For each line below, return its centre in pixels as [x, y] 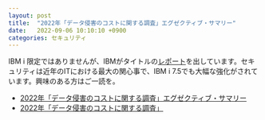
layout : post [30, 15]
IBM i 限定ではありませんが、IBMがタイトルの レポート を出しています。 [125, 61]
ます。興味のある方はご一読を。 [67, 81]
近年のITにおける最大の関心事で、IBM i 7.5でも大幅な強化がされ [147, 72]
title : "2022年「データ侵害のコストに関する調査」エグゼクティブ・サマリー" [123, 23]
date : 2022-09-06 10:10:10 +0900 [67, 30]
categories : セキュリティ [47, 38]
